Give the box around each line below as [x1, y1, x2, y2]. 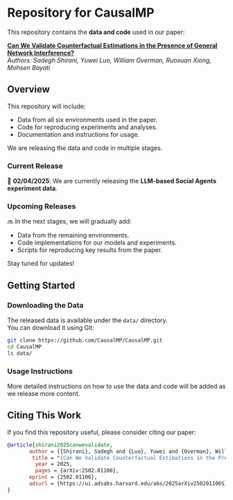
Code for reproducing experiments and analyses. [17, 123, 158, 131]
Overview [7, 83, 51, 95]
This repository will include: [7, 102, 86, 110]
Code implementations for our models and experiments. [17, 238, 177, 247]
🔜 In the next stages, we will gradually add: [7, 217, 132, 226]
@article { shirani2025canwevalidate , [7, 441, 113, 449]
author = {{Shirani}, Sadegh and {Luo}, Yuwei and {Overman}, [28, 448, 213, 455]
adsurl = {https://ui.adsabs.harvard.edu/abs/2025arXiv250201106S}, [28, 481, 231, 487]
